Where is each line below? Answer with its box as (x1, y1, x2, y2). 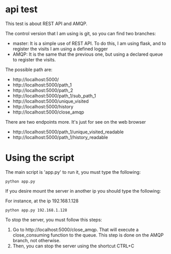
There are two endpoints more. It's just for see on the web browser (5, 119, 146, 125)
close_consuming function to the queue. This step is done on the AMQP (12, 232, 164, 238)
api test (5, 4, 38, 15)
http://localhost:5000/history (12, 103, 74, 109)
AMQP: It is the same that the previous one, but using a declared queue (12, 51, 163, 57)
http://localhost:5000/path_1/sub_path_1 (12, 93, 96, 99)
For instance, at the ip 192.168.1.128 (5, 198, 79, 204)
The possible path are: (5, 66, 53, 73)
